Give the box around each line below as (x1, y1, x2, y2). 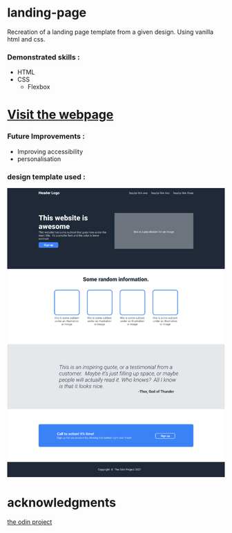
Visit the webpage (7, 107, 114, 122)
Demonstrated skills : (7, 52, 81, 62)
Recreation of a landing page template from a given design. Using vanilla (7, 28, 214, 36)
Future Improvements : (7, 131, 85, 141)
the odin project (7, 517, 52, 526)
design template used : (7, 171, 86, 181)
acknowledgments (7, 494, 116, 510)
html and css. (7, 35, 46, 43)
